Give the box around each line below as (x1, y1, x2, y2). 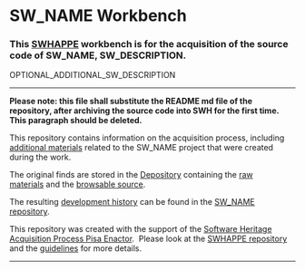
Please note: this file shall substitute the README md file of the (9, 96, 252, 107)
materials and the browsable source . (9, 179, 146, 190)
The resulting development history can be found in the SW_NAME (9, 197, 256, 208)
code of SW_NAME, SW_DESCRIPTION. (9, 49, 187, 62)
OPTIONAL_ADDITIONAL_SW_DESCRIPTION (9, 70, 176, 81)
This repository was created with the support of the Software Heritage (9, 224, 272, 235)
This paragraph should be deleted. (9, 115, 143, 126)
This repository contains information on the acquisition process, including (9, 132, 285, 143)
